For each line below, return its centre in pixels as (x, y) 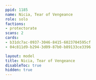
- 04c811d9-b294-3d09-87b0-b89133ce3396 (48, 47)
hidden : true (19, 70)
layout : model (20, 56)
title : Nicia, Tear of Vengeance (40, 60)
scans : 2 (14, 33)
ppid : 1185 (17, 10)
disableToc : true (23, 65)
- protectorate (21, 28)
